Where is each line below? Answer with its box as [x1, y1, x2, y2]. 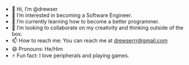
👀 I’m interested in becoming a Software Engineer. [11, 12, 133, 19]
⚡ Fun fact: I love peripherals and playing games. [11, 52, 130, 59]
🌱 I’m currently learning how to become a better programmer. [11, 18, 160, 25]
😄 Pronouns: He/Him [11, 46, 63, 52]
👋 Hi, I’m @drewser [11, 6, 59, 12]
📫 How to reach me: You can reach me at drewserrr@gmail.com [11, 37, 168, 44]
